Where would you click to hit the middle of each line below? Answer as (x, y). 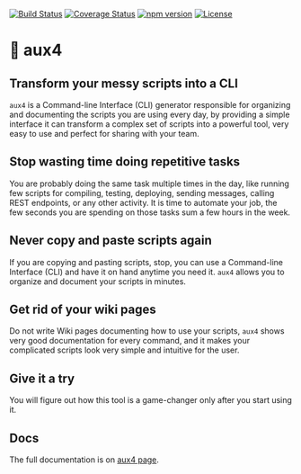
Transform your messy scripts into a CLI (124, 83)
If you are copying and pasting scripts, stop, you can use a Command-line (146, 262)
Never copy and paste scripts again (111, 241)
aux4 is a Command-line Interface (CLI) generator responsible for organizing (150, 105)
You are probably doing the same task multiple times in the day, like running (150, 183)
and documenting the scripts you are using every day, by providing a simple (150, 114)
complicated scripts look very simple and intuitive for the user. (124, 350)
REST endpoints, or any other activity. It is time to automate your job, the (143, 202)
